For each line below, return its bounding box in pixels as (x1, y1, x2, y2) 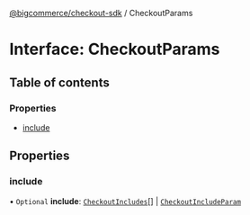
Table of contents (9, 75, 110, 90)
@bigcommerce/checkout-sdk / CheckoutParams (9, 8, 193, 18)
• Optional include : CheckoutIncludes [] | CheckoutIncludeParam (9, 195, 241, 206)
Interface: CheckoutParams (9, 40, 220, 59)
